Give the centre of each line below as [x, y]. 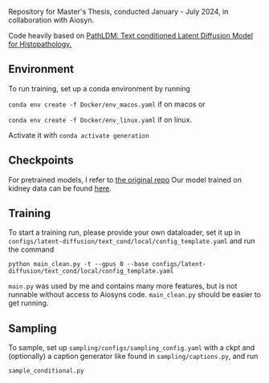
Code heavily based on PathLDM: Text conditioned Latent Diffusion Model [131, 36]
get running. [29, 303]
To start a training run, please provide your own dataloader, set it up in [124, 232]
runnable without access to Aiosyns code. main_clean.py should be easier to [134, 295]
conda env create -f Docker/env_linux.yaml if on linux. [100, 119]
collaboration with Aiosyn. [51, 20]
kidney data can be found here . [60, 188]
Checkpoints [41, 161]
